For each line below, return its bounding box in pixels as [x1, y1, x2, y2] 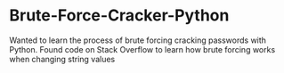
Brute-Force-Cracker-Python [9, 5, 230, 26]
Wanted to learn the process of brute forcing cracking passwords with [9, 35, 267, 45]
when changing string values [9, 53, 116, 64]
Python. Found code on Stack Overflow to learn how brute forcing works [9, 44, 276, 54]
